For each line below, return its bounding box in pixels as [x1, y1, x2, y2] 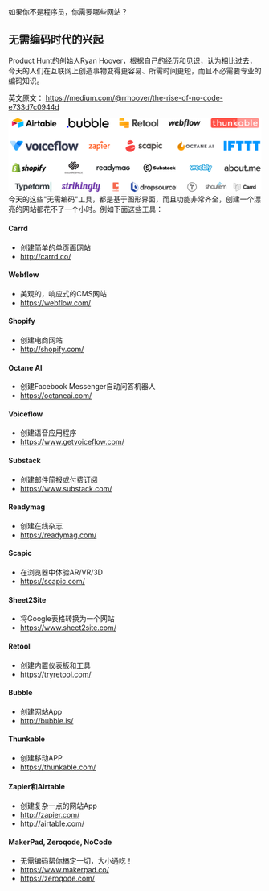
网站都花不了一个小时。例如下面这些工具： [22, 205, 163, 214]
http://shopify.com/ [19, 345, 84, 354]
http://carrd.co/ [19, 251, 71, 261]
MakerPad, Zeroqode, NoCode [8, 837, 112, 847]
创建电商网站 [19, 335, 63, 345]
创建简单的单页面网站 [19, 242, 91, 252]
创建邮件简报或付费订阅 [19, 475, 98, 484]
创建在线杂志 [19, 520, 63, 530]
